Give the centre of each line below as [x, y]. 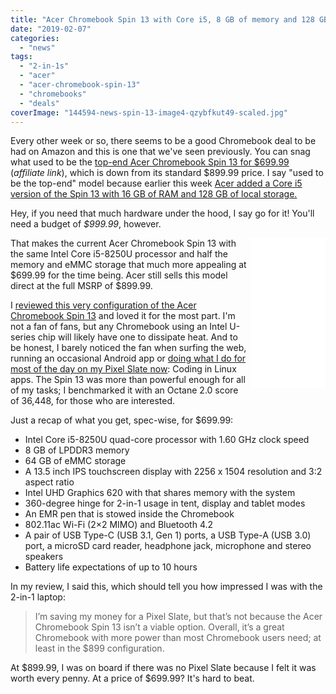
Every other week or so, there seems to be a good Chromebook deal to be [163, 141]
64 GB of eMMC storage [75, 461]
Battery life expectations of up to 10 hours [111, 567]
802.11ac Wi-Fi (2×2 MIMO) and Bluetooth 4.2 [119, 525]
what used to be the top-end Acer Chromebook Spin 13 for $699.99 [150, 162]
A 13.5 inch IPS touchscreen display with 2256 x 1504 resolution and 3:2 [173, 472]
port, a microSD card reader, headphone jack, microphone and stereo [168, 546]
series [23, 337]
